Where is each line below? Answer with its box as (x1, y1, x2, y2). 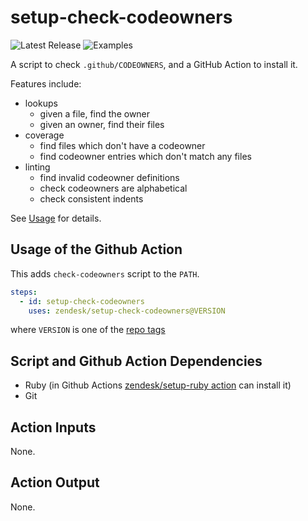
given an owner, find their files (39, 118, 165, 130)
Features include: (10, 77, 82, 90)
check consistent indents (39, 192, 144, 205)
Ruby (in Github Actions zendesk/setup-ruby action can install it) (24, 379, 292, 391)
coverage (24, 129, 65, 141)
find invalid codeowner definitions (39, 171, 180, 183)
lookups (24, 97, 58, 109)
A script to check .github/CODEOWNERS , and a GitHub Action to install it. (10, 58, 298, 70)
